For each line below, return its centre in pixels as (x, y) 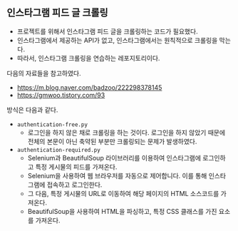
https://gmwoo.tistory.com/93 (61, 95)
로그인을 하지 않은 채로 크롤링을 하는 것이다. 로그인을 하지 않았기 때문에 (126, 132)
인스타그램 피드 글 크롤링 (57, 13)
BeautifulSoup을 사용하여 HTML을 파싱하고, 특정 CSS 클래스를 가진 (122, 211)
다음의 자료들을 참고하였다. (44, 73)
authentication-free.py (52, 124)
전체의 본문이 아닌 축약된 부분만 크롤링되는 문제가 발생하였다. (112, 141)
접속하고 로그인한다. (74, 185)
